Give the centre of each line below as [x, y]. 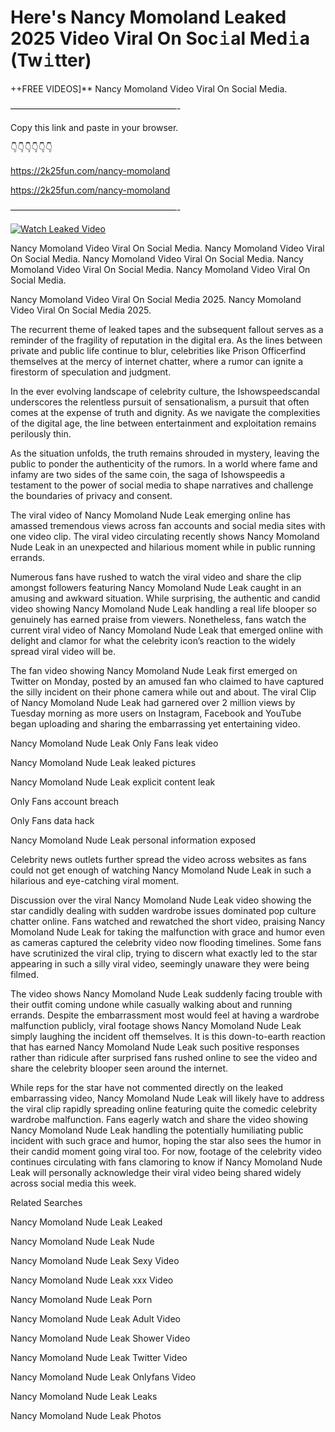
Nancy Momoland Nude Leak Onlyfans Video [103, 1377]
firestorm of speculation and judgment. [91, 372]
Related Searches [46, 1202]
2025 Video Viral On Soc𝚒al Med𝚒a [160, 38]
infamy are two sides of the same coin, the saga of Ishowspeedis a [148, 474]
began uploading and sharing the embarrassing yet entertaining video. [155, 723]
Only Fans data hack [52, 820]
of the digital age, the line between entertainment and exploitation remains [163, 423]
